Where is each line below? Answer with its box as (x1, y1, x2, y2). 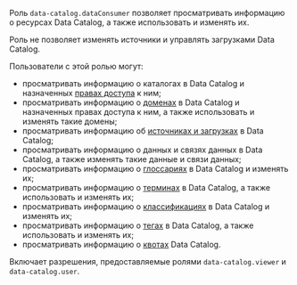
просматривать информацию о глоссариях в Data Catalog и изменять (21, 164, 289, 174)
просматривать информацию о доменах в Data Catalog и (21, 97, 240, 108)
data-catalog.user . (9, 266, 80, 276)
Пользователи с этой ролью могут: (9, 61, 144, 71)
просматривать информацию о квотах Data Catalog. (21, 240, 221, 249)
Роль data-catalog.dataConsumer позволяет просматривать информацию (9, 8, 285, 18)
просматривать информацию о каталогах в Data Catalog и (21, 78, 245, 88)
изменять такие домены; (21, 116, 118, 126)
